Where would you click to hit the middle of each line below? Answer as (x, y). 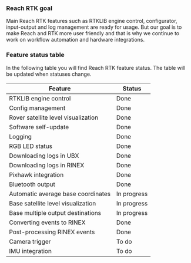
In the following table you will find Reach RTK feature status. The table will (96, 68)
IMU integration (30, 251)
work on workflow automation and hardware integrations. (76, 40)
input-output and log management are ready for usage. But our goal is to (94, 27)
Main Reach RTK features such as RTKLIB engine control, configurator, (92, 21)
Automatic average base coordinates (60, 194)
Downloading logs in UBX (44, 156)
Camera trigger (30, 241)
